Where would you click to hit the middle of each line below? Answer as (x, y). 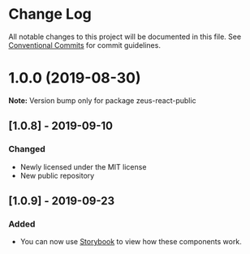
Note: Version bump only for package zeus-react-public (102, 100)
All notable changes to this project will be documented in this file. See (125, 37)
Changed (27, 149)
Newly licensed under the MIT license (83, 166)
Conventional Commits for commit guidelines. (84, 45)
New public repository (57, 175)
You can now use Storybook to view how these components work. (131, 242)
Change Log (50, 14)
